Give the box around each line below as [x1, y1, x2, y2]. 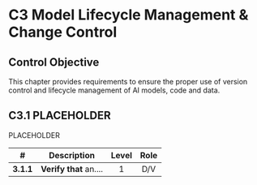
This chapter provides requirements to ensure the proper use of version [8, 77, 248, 86]
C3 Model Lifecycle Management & [8, 6, 249, 24]
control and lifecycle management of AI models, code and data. [8, 85, 221, 95]
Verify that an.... [40, 163, 104, 174]
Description [48, 149, 96, 161]
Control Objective [8, 55, 100, 69]
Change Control [8, 23, 118, 41]
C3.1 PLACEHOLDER [8, 109, 111, 123]
